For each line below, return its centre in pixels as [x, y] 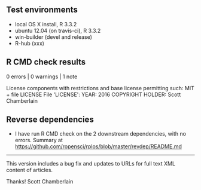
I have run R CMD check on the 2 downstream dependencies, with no [100, 134]
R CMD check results [46, 62]
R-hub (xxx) [30, 43]
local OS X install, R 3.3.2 [46, 24]
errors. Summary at [39, 140]
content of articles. [29, 170]
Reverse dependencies [50, 120]
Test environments [42, 10]
